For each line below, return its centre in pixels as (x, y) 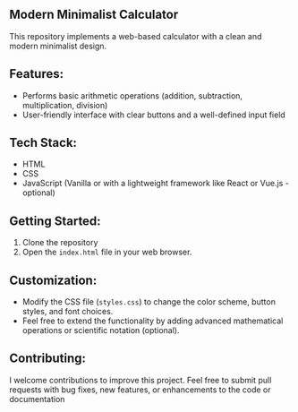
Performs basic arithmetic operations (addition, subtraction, (132, 95)
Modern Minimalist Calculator (94, 15)
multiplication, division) (65, 105)
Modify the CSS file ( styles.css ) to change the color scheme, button (149, 302)
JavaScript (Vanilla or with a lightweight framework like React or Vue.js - (155, 184)
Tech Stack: (43, 143)
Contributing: (48, 359)
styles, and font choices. (68, 312)
